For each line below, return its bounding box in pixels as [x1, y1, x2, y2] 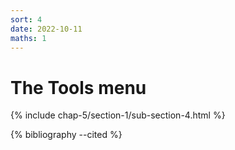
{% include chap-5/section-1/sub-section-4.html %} [10, 109, 226, 121]
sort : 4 [10, 14, 43, 25]
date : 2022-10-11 [10, 24, 83, 34]
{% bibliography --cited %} [10, 129, 123, 141]
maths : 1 [10, 33, 47, 43]
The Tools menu [10, 76, 147, 99]
